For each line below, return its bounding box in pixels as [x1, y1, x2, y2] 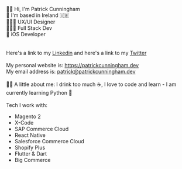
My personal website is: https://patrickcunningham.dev [6, 62, 139, 68]
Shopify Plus [14, 144, 46, 151]
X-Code [14, 119, 34, 126]
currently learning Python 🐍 [6, 89, 73, 96]
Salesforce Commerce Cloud [14, 138, 85, 144]
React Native [14, 132, 46, 139]
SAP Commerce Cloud [14, 126, 69, 132]
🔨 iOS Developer [6, 31, 46, 37]
